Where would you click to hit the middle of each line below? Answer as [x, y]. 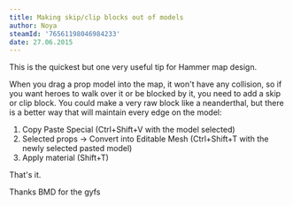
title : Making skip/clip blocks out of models [96, 17]
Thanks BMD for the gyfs [55, 192]
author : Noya [33, 26]
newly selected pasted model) [77, 149]
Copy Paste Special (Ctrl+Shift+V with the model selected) [129, 130]
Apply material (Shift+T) [65, 158]
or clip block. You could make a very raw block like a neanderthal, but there [147, 103]
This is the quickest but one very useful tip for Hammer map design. [133, 67]
